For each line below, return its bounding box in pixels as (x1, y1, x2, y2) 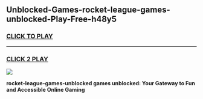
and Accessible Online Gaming (6, 86, 85, 93)
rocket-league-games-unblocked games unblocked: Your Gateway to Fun (6, 79, 195, 86)
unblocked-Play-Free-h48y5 (6, 14, 117, 25)
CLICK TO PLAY (6, 32, 53, 41)
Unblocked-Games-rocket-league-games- (6, 5, 170, 15)
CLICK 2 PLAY (6, 55, 48, 63)
